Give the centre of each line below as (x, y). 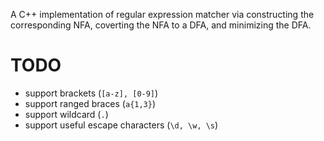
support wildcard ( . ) (66, 114)
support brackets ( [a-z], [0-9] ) (91, 93)
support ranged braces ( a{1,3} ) (90, 103)
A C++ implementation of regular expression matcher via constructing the (162, 14)
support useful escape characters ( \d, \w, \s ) (121, 125)
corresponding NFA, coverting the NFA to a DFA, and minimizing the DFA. (161, 25)
